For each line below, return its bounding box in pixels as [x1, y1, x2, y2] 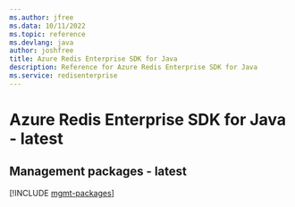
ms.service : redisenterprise [9, 71, 118, 80]
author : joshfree [9, 46, 74, 55]
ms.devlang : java [9, 37, 74, 47]
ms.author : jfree [9, 12, 74, 22]
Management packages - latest [9, 164, 188, 179]
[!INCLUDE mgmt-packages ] [9, 187, 114, 198]
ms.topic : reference [9, 29, 87, 38]
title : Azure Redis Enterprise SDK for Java [9, 54, 178, 63]
